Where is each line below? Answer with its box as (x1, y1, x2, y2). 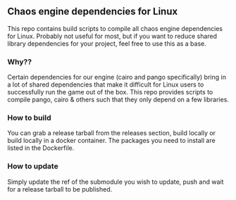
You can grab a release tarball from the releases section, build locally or (7, 129, 216, 137)
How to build (7, 113, 51, 123)
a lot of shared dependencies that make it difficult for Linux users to (7, 80, 204, 89)
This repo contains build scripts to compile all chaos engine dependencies (7, 24, 223, 32)
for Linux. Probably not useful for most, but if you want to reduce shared (7, 32, 217, 40)
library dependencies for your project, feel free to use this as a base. (7, 39, 206, 48)
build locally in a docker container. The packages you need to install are (7, 137, 216, 145)
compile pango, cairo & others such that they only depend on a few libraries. (7, 95, 229, 104)
